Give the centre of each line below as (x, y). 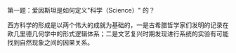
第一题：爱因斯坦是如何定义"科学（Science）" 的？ (81, 10)
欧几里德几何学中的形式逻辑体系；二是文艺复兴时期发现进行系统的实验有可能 (118, 34)
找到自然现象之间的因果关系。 (50, 43)
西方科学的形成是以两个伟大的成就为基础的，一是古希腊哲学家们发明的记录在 (118, 25)
